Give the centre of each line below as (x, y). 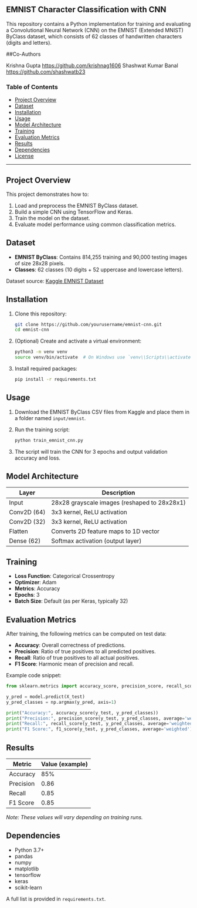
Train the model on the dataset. (52, 218)
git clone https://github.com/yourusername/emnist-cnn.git (88, 324)
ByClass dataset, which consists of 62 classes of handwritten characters (94, 36)
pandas (24, 856)
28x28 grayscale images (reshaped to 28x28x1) (118, 503)
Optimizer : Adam (35, 583)
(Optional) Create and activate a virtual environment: (78, 341)
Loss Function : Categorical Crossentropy (64, 576)
